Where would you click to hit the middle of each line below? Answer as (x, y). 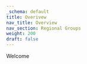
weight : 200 (21, 34)
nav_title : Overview (32, 23)
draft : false (22, 39)
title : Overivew (26, 17)
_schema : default (28, 12)
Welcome (18, 56)
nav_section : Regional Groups (44, 28)
